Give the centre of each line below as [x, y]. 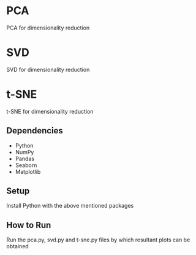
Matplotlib [28, 171]
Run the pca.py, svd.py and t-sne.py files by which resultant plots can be [98, 240]
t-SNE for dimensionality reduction [50, 111]
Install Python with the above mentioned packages [70, 206]
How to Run [29, 225]
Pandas [25, 159]
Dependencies [35, 131]
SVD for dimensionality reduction [48, 69]
